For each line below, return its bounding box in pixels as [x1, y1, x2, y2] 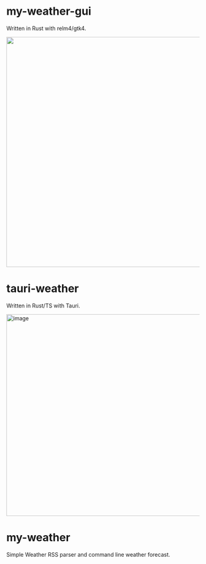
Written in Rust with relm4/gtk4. [6, 25, 86, 32]
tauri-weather [6, 282, 79, 296]
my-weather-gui [6, 4, 92, 18]
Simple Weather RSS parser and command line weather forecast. [6, 550, 170, 558]
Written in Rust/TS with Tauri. [6, 302, 80, 309]
